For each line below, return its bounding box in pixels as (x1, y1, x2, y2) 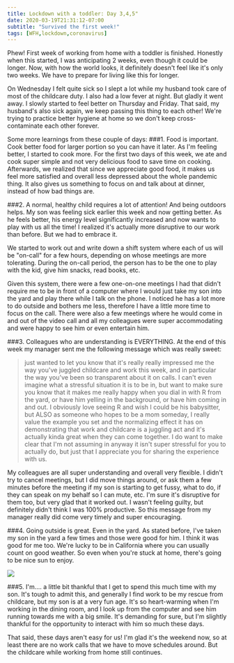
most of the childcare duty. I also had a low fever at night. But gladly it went (7, 92, 224, 100)
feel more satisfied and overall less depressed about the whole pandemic (7, 172, 218, 181)
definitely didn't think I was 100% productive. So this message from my (7, 505, 211, 514)
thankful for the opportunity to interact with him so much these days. (7, 620, 205, 628)
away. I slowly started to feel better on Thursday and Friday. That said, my (7, 99, 219, 108)
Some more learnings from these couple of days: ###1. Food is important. (7, 135, 219, 144)
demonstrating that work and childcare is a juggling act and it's (24, 425, 205, 433)
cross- (177, 114, 196, 123)
